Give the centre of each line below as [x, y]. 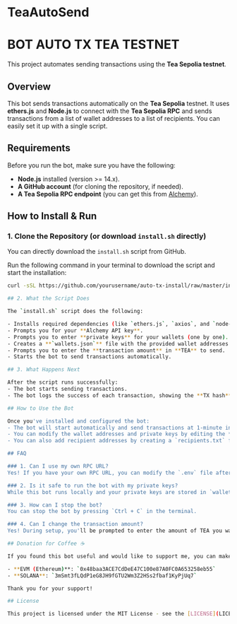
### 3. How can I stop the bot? [55, 505]
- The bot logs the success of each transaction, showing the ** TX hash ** [120, 395]
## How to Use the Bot [41, 408]
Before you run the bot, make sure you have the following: [92, 165]
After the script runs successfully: [63, 382]
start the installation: [37, 273]
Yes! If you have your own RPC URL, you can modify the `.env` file [110, 473]
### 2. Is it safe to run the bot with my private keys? [93, 485]
